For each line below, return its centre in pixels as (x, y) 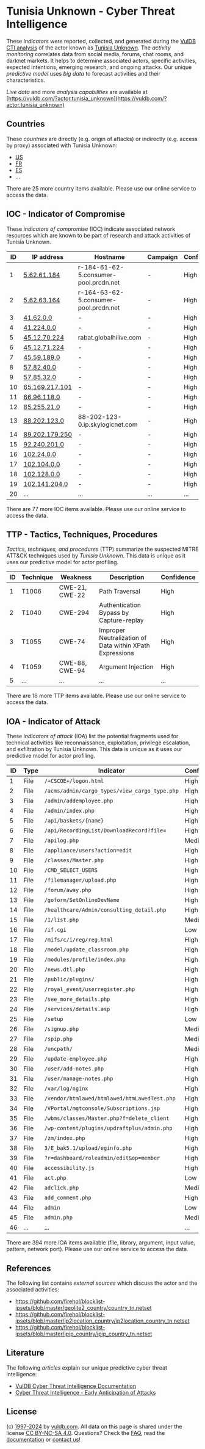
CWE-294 (74, 613)
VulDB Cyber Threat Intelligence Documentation (76, 1386)
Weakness (76, 577)
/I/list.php (62, 920)
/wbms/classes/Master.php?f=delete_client (107, 1118)
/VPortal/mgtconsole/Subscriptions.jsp (102, 1109)
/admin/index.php (69, 811)
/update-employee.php (76, 1059)
